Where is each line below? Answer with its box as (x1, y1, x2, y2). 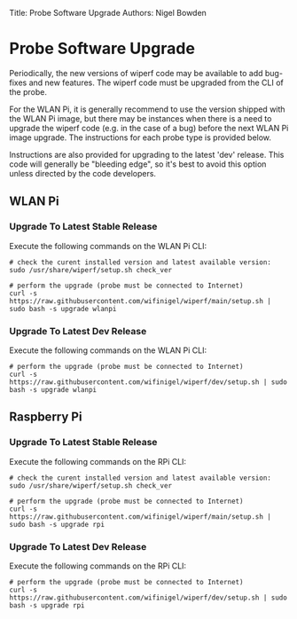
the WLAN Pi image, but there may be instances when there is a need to (9, 113, 272, 123)
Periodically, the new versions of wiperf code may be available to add (9, 67, 263, 78)
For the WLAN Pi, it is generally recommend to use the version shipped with (9, 104, 285, 114)
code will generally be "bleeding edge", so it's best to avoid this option (9, 159, 267, 169)
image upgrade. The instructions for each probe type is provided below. (9, 132, 272, 143)
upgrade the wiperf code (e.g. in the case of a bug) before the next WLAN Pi (9, 122, 289, 133)
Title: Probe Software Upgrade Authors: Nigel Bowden (9, 8, 207, 18)
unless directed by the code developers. (9, 168, 157, 178)
